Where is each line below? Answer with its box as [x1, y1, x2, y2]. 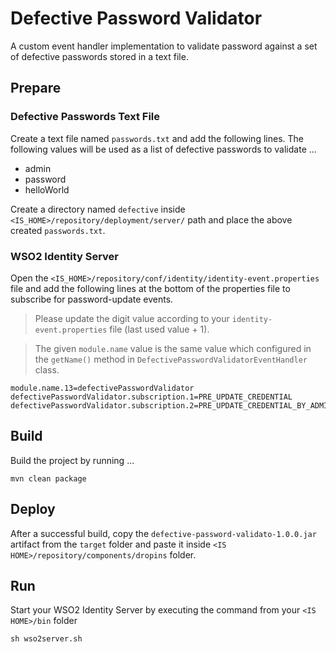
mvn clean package [10, 473, 87, 484]
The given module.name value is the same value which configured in [34, 342, 312, 354]
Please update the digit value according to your [34, 312, 230, 324]
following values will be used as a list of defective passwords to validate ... [10, 143, 317, 155]
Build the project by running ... [10, 454, 135, 466]
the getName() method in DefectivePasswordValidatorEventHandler [34, 353, 308, 365]
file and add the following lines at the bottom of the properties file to [10, 282, 291, 294]
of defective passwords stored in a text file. [10, 50, 189, 62]
